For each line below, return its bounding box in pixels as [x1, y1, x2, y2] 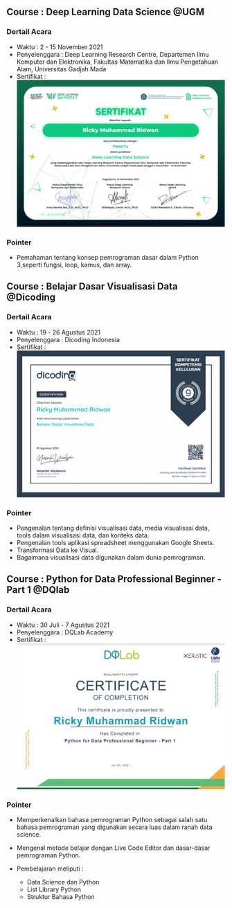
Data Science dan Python [26, 878, 100, 887]
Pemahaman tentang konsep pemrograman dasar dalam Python [16, 253, 199, 262]
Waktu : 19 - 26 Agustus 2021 [16, 328, 101, 336]
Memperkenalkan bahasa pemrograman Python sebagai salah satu [16, 816, 208, 824]
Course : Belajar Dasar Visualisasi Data [6, 281, 178, 292]
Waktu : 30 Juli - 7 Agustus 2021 [16, 621, 110, 629]
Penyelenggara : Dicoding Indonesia [16, 335, 121, 344]
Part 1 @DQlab [6, 584, 70, 596]
